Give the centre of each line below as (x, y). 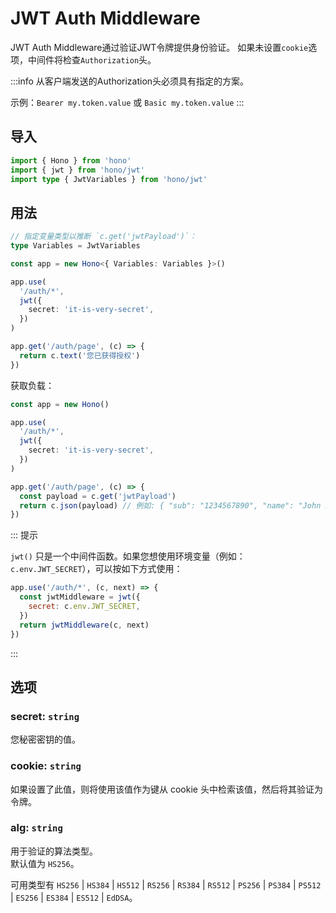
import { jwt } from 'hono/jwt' (77, 170)
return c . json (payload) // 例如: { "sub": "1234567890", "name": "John (170, 505)
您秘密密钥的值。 (45, 739)
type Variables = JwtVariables (75, 246)
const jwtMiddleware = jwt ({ (80, 597)
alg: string (36, 828)
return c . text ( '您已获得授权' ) (80, 355)
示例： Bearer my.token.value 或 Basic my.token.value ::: (127, 102)
